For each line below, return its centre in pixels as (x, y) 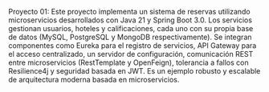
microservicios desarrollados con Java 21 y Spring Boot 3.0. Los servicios (130, 20)
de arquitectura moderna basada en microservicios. (94, 80)
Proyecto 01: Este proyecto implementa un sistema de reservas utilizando (129, 12)
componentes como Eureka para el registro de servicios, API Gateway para (132, 46)
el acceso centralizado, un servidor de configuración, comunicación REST (131, 54)
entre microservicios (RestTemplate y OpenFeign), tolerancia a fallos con (128, 62)
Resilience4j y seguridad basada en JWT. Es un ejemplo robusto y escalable (134, 71)
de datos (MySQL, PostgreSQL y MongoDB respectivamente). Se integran (130, 37)
